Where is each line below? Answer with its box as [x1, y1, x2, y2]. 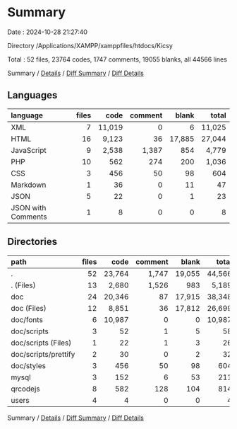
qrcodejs [11, 384, 40, 394]
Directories [7, 236, 58, 248]
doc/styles [11, 360, 47, 370]
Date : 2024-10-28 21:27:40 [7, 28, 88, 36]
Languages [7, 89, 58, 101]
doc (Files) [11, 303, 47, 313]
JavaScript [11, 145, 47, 155]
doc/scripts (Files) [11, 338, 72, 348]
